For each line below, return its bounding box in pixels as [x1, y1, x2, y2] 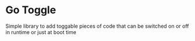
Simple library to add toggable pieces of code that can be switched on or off [5, 23, 189, 29]
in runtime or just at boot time [5, 28, 76, 35]
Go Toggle [5, 3, 57, 17]
